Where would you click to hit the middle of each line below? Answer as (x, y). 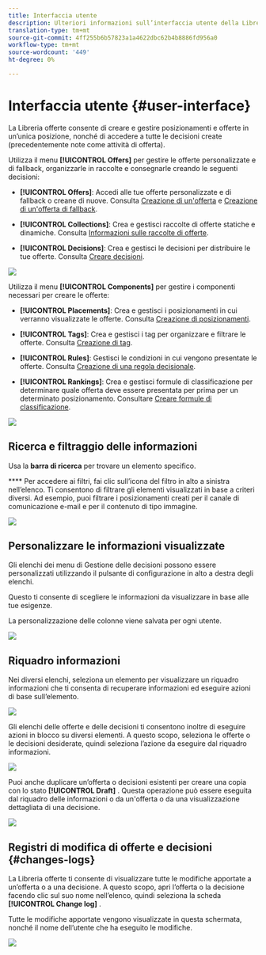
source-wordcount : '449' (49, 52)
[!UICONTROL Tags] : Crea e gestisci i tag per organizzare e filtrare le (133, 334)
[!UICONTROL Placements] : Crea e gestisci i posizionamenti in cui (128, 310)
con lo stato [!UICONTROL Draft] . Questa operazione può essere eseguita (130, 791)
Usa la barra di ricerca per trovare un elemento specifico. (102, 466)
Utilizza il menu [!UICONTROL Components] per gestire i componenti (122, 287)
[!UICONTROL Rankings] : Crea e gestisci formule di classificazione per (136, 382)
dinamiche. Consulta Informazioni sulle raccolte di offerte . (114, 232)
